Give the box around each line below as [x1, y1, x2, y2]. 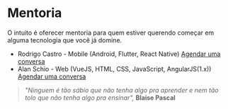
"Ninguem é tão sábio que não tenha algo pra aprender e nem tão [24, 86, 219, 94]
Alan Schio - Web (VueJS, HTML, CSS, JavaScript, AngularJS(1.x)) [17, 64, 212, 73]
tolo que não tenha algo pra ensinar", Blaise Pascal [24, 93, 176, 102]
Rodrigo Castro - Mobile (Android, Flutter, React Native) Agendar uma [17, 50, 221, 58]
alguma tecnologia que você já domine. [7, 35, 122, 44]
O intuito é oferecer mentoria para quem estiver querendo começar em [7, 28, 215, 37]
